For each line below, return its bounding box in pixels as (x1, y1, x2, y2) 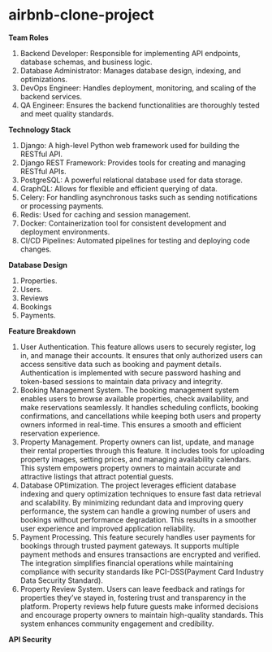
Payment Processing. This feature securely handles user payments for (19, 532, 256, 542)
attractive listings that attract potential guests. (19, 471, 175, 481)
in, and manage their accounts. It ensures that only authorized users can (19, 350, 263, 360)
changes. (19, 244, 52, 254)
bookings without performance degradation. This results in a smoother (19, 514, 257, 524)
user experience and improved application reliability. (19, 523, 196, 533)
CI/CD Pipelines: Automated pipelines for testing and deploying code (19, 235, 250, 245)
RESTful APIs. (19, 166, 67, 176)
